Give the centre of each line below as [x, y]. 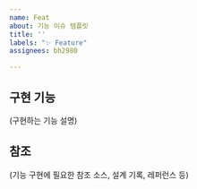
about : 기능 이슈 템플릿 [49, 26]
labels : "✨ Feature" [48, 43]
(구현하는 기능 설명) [43, 120]
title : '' [28, 34]
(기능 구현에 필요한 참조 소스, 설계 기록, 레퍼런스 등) [99, 175]
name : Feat [30, 17]
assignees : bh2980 [43, 51]
